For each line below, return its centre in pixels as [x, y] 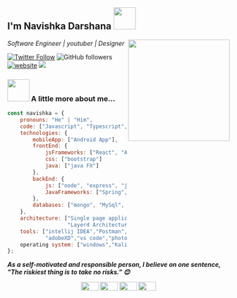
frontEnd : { [50, 146]
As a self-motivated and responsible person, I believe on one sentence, [114, 265]
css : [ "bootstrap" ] [73, 160]
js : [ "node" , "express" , [81, 185]
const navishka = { [36, 114]
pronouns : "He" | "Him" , [56, 120]
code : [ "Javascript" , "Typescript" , [74, 126]
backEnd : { [49, 179]
